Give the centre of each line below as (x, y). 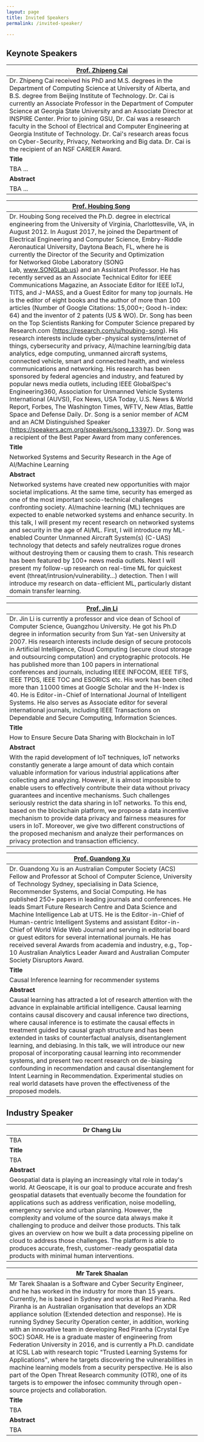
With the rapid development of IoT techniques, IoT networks (95, 758)
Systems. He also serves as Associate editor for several (89, 703)
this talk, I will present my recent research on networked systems (102, 522)
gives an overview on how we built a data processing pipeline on (101, 1233)
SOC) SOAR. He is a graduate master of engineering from (91, 1337)
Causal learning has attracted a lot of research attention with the (101, 1000)
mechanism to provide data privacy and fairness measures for (98, 818)
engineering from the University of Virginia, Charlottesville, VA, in (102, 224)
